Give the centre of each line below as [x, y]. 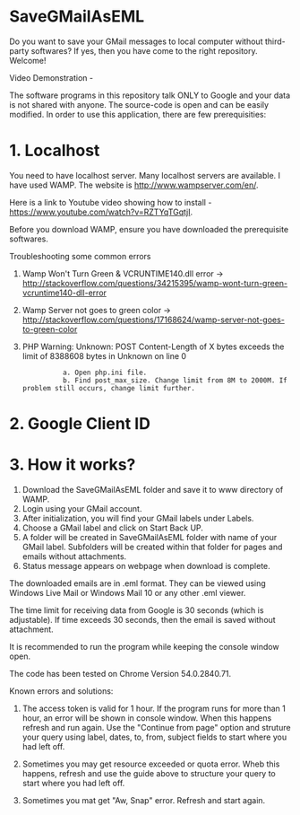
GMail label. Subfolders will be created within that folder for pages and [152, 547]
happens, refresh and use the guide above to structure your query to [149, 773]
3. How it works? [73, 465]
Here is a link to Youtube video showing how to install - [111, 202]
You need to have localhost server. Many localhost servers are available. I [145, 175]
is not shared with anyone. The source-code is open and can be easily [139, 104]
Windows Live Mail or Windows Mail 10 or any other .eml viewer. [128, 593]
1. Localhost [55, 151]
